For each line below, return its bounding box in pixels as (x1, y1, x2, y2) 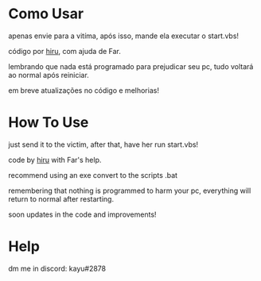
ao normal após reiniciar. (8, 70, 89, 79)
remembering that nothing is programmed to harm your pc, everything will (8, 186, 251, 195)
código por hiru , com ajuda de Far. (8, 46, 122, 56)
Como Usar (8, 5, 84, 23)
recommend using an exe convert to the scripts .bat (8, 170, 177, 179)
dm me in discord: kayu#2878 (8, 264, 106, 273)
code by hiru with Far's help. (8, 155, 102, 164)
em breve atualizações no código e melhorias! (8, 85, 159, 95)
